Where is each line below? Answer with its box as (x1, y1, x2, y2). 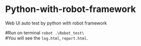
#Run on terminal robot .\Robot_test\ (5, 29, 84, 35)
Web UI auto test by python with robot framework (5, 20, 107, 26)
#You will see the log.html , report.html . (5, 35, 88, 41)
